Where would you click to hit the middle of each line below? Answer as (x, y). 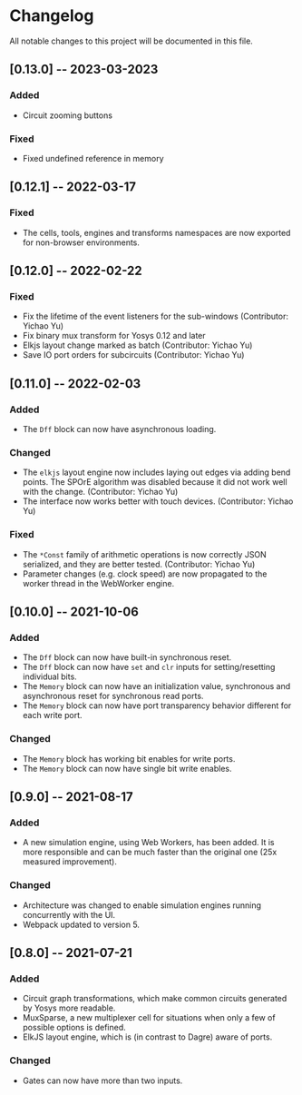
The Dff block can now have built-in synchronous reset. (127, 657)
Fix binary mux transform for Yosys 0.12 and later (114, 336)
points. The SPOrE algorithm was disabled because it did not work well (155, 482)
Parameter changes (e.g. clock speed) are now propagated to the (145, 574)
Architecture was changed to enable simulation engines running (141, 905)
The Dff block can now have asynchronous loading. (119, 429)
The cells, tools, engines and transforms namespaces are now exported (156, 232)
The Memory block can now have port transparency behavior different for (157, 705)
